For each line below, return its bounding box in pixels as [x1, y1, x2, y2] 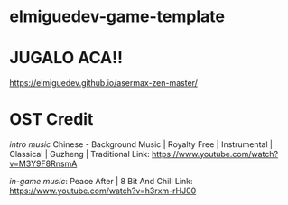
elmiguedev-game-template [9, 6, 226, 27]
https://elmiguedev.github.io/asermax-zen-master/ [9, 78, 199, 89]
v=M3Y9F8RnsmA [9, 158, 78, 169]
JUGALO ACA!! [9, 48, 124, 69]
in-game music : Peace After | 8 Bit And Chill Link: [9, 176, 193, 187]
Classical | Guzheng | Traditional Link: [9, 149, 151, 160]
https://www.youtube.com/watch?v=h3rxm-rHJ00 [9, 185, 197, 196]
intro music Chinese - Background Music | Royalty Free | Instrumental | [9, 139, 274, 150]
